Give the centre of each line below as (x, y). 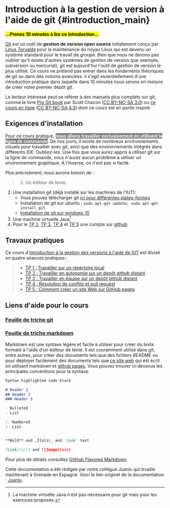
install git (33, 208)
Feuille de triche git (29, 319)
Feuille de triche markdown (39, 333)
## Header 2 (18, 394)
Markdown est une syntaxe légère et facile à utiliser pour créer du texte (80, 344)
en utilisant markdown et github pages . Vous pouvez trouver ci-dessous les (84, 366)
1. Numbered (18, 422)
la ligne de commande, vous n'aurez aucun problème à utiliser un (73, 157)
